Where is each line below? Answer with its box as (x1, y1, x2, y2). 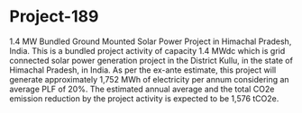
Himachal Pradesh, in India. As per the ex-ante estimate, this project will (9, 65, 277, 75)
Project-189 (9, 6, 99, 27)
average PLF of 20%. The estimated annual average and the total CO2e (9, 83, 275, 94)
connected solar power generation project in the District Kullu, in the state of (9, 55, 293, 65)
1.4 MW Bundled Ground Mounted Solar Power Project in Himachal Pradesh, (9, 36, 292, 47)
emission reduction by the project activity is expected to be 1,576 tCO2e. (9, 92, 279, 104)
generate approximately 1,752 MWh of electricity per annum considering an (9, 74, 290, 84)
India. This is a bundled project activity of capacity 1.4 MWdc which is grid (9, 45, 286, 56)
